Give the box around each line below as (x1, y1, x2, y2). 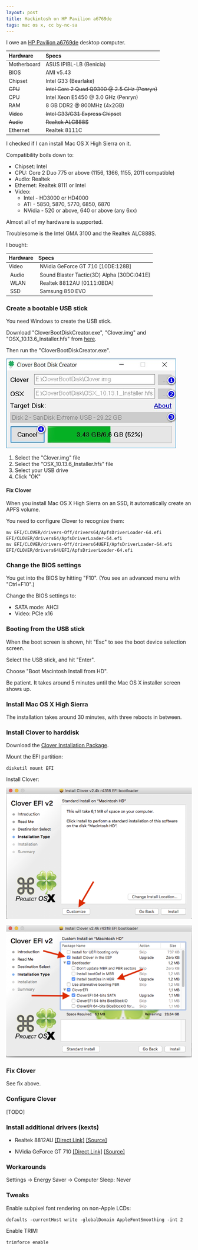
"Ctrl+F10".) (6, 581, 35, 588)
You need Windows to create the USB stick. (6, 317, 112, 324)
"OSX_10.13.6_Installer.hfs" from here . (6, 335, 97, 342)
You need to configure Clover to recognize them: (6, 518, 125, 525)
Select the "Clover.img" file (14, 454, 81, 461)
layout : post (6, 9, 38, 15)
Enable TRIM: (6, 1227, 39, 1234)
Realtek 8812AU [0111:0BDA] (39, 279, 114, 287)
